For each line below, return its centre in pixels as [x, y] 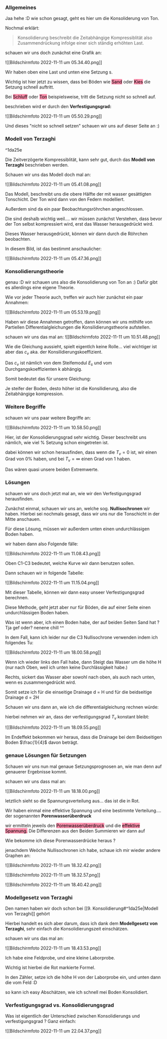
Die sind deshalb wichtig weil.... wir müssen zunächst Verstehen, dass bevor [84, 219]
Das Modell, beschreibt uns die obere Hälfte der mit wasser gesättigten [78, 194]
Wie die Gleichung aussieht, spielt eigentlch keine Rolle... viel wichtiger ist [81, 346]
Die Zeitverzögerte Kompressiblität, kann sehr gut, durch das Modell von [80, 160]
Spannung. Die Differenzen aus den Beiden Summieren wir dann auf [75, 831]
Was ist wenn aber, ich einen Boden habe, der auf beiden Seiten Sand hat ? [82, 622]
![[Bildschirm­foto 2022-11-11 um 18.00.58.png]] [53, 652]
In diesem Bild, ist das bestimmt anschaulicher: [53, 249]
